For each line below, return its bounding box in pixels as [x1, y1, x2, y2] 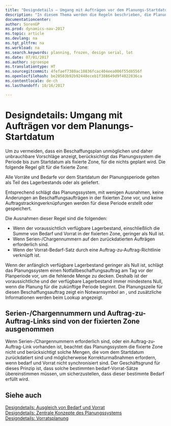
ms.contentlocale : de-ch [5, 78, 58, 83]
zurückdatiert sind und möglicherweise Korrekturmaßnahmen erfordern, [5, 354, 157, 361]
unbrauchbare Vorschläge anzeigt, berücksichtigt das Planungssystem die [5, 153, 161, 159]
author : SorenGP [5, 21, 40, 27]
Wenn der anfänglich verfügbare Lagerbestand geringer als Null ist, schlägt [5, 262, 164, 268]
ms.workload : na [5, 45, 40, 50]
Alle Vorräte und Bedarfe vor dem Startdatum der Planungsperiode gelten [5, 174, 160, 180]
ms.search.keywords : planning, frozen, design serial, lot [5, 50, 133, 55]
